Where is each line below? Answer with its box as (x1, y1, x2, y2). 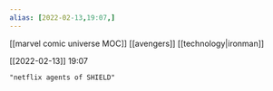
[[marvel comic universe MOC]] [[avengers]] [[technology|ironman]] (9, 38, 265, 49)
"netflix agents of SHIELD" (9, 73, 116, 82)
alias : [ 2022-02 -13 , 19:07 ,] (9, 13, 116, 23)
